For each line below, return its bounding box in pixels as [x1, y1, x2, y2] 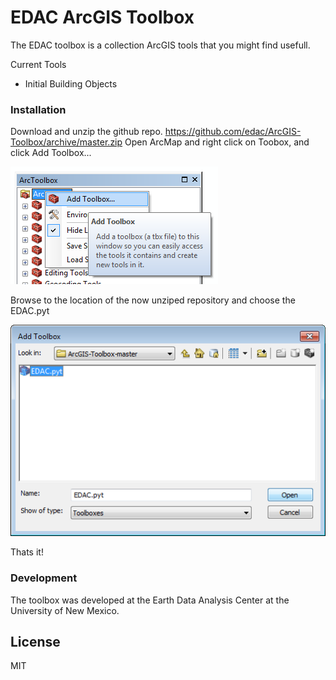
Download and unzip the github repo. [10, 126, 163, 138]
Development [10, 571, 78, 585]
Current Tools [10, 58, 67, 70]
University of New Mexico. [10, 604, 120, 616]
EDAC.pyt [10, 305, 50, 317]
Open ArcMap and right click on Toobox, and [124, 136, 310, 148]
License [10, 633, 61, 650]
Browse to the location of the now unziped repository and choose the [10, 294, 296, 306]
